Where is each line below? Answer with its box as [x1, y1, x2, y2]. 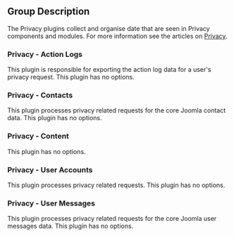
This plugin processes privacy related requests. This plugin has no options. [7, 181, 226, 189]
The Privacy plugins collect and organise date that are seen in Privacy [7, 24, 210, 32]
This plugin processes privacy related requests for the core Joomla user [7, 214, 217, 223]
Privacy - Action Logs [7, 49, 83, 59]
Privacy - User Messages [7, 198, 95, 208]
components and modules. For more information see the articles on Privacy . [7, 32, 228, 40]
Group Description [7, 6, 90, 18]
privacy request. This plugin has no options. [7, 73, 135, 82]
